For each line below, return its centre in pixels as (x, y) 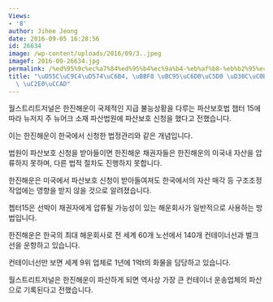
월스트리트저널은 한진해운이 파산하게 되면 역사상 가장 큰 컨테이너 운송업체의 (128, 279)
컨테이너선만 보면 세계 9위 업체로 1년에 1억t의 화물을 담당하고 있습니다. (120, 262)
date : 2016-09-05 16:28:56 (54, 39)
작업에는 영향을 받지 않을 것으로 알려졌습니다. (80, 190)
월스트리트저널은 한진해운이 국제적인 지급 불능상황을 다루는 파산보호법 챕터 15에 (135, 108)
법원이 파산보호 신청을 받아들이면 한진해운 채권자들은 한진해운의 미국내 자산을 (131, 153)
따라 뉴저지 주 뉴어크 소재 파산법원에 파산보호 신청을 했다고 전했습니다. (120, 118)
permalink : (27, 69)
